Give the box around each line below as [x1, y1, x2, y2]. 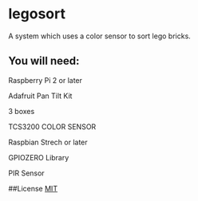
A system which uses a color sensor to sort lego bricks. [8, 31, 192, 41]
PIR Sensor [8, 168, 46, 178]
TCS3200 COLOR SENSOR [8, 121, 97, 132]
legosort [8, 5, 66, 23]
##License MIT [8, 183, 58, 193]
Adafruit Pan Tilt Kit [8, 91, 73, 100]
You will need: [8, 54, 80, 68]
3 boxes [8, 106, 35, 116]
